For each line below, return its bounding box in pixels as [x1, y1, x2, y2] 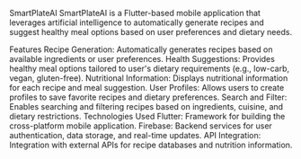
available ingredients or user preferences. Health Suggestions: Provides [9, 54, 276, 64]
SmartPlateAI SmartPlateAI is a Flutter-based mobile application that [9, 8, 261, 18]
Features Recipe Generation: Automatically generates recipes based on [9, 44, 273, 55]
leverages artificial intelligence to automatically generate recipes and [9, 17, 264, 28]
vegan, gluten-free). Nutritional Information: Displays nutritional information [9, 73, 288, 84]
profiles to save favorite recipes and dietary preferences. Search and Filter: [9, 92, 288, 102]
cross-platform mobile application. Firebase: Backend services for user [9, 120, 272, 131]
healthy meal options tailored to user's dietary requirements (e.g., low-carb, [9, 63, 290, 74]
